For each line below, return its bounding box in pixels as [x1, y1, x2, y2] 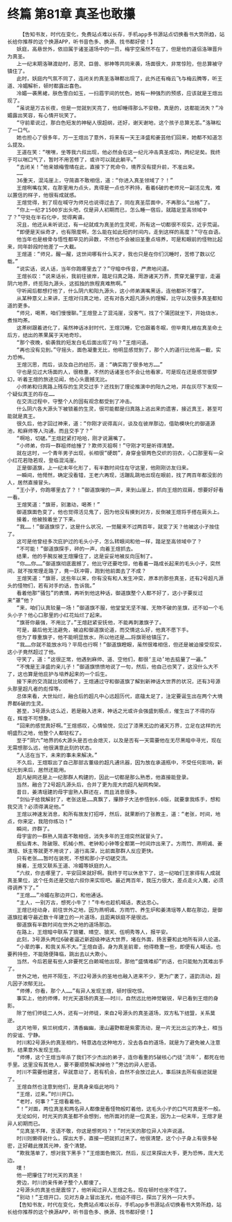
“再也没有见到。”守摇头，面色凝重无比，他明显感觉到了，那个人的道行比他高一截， [16, 346, 216, 354]
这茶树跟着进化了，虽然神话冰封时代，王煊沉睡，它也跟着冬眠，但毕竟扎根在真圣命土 [16, 324, 223, 332]
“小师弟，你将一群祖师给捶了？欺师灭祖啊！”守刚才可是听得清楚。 [16, 442, 178, 449]
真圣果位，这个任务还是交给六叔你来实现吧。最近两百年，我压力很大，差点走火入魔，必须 [7, 877, 224, 884]
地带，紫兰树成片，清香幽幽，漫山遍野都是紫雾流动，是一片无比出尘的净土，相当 [26, 1024, 223, 1031]
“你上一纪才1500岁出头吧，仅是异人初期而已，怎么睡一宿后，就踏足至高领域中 [16, 206, 208, 214]
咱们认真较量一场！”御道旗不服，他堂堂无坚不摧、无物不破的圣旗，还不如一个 [30, 604, 219, 611]
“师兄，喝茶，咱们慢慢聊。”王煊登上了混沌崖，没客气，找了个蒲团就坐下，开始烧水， [16, 309, 222, 316]
